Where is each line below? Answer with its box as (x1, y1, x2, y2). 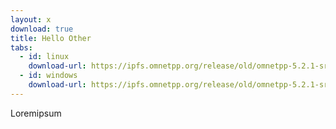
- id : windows (19, 71, 78, 81)
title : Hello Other (10, 33, 92, 43)
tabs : (10, 42, 33, 53)
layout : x (10, 14, 52, 25)
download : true (10, 24, 74, 34)
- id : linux (19, 52, 70, 62)
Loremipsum (10, 107, 62, 119)
